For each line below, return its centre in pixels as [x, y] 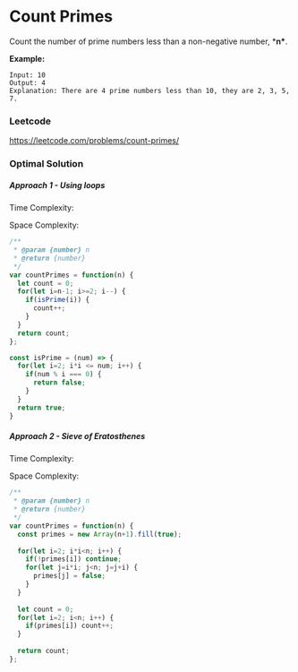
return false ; [60, 383]
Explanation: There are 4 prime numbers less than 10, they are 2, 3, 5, [150, 90]
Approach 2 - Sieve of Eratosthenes [77, 436]
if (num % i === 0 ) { [64, 375]
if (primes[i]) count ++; [70, 626]
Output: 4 [28, 82]
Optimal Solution [47, 164]
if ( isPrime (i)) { [58, 300]
